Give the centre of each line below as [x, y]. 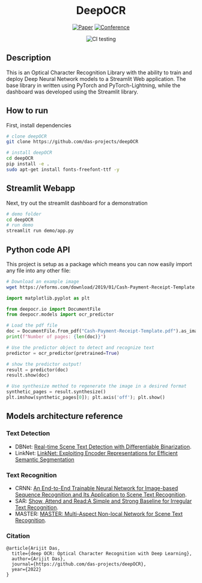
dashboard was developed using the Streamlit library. [72, 92]
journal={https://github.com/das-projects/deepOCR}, [79, 564]
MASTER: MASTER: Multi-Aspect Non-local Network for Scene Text [99, 514]
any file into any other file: [38, 270]
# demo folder [24, 214]
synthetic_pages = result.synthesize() [56, 392]
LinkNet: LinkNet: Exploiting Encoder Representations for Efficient [96, 453]
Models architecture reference [65, 416]
